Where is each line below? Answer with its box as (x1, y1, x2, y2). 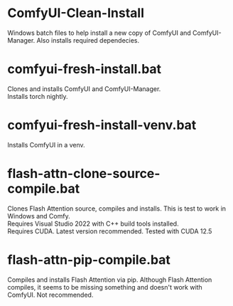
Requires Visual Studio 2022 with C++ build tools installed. (7, 219, 179, 228)
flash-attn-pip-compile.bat (7, 251, 170, 268)
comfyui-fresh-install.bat (7, 61, 162, 78)
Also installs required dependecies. (36, 36, 140, 44)
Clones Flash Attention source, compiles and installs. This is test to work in (7, 204, 226, 213)
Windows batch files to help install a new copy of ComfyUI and (7, 28, 192, 37)
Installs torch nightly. (7, 92, 68, 100)
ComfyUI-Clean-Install (7, 5, 144, 21)
